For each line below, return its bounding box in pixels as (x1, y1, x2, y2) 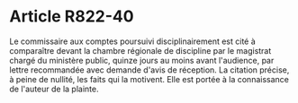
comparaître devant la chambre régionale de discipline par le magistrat (9, 45, 272, 56)
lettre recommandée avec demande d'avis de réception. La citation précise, (9, 64, 290, 75)
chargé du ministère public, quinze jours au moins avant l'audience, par (9, 55, 275, 65)
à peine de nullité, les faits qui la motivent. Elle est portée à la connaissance (9, 73, 290, 84)
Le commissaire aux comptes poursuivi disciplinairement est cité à (9, 36, 257, 47)
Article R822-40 (9, 6, 134, 27)
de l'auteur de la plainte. (9, 83, 99, 94)
